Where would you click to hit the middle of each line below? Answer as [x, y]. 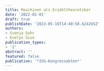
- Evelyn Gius [20, 38]
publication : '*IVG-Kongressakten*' [43, 61]
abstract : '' [19, 51]
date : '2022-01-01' [26, 14]
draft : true [18, 19]
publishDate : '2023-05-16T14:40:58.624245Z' [53, 24]
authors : [14, 28]
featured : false [22, 56]
